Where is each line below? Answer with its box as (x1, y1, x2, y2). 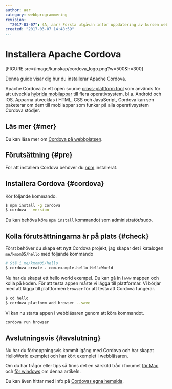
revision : (5, 17, 27, 22)
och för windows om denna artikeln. (5, 368, 81, 375)
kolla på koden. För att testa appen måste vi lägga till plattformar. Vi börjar (5, 280, 161, 286)
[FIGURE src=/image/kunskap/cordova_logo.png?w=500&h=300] (5, 66, 143, 72)
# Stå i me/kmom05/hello (5, 261, 58, 266)
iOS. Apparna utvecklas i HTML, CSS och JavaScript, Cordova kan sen (5, 96, 155, 103)
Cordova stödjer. (5, 107, 40, 113)
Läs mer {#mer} (5, 122, 57, 131)
